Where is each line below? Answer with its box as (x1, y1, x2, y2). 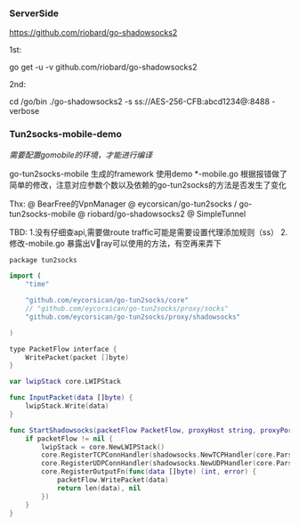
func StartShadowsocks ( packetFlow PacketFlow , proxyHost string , (9, 425, 256, 434)
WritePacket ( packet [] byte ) (25, 352, 129, 362)
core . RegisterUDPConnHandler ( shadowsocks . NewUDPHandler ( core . (41, 459, 277, 468)
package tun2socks (9, 255, 77, 264)
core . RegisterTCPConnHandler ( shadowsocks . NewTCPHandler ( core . (41, 450, 277, 460)
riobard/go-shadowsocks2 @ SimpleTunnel (87, 208, 246, 219)
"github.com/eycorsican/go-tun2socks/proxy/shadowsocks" (25, 312, 241, 321)
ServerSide (9, 7, 60, 20)
